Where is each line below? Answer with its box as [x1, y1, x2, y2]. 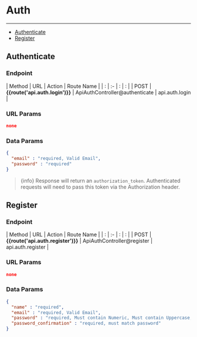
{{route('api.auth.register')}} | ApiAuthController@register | [6, 237, 153, 244]
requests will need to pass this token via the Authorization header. [20, 183, 180, 190]
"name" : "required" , [11, 304, 64, 310]
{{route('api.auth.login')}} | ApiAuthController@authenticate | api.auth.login [6, 88, 191, 96]
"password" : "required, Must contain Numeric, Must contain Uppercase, [11, 315, 193, 321]
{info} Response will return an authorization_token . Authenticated [20, 177, 181, 184]
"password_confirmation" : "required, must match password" [11, 321, 161, 326]
